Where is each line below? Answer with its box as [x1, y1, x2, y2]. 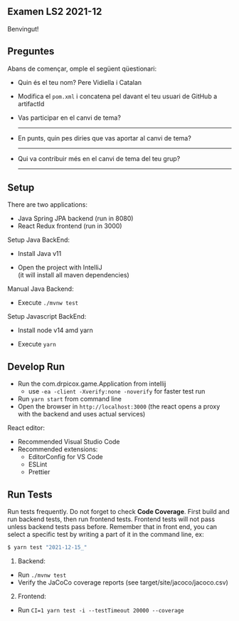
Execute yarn [17, 340, 57, 349]
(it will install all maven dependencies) [17, 271, 129, 279]
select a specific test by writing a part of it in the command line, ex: [7, 530, 204, 539]
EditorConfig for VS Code [28, 453, 103, 461]
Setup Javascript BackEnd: [7, 312, 87, 321]
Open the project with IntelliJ [17, 263, 102, 272]
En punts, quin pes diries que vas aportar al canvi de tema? [17, 133, 192, 142]
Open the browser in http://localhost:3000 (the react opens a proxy [17, 402, 221, 411]
